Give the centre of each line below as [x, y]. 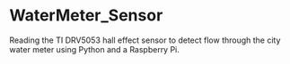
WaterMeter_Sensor [86, 16]
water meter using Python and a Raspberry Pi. [94, 49]
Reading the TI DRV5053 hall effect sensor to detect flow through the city [145, 40]
